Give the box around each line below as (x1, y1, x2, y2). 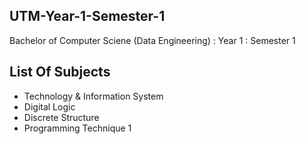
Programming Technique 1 (23, 122, 132, 134)
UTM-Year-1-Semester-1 (9, 8, 166, 25)
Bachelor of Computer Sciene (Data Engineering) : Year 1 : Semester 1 (9, 34, 296, 46)
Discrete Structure (23, 111, 100, 123)
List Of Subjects (9, 64, 111, 81)
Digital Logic (23, 100, 76, 113)
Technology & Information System (23, 90, 164, 102)
